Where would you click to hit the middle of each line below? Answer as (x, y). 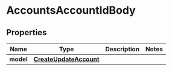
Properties (27, 33)
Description (123, 49)
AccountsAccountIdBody (71, 10)
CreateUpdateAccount (66, 59)
